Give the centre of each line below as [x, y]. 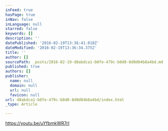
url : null [20, 90]
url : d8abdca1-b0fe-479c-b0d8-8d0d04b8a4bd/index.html [65, 100]
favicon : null [25, 95]
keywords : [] [19, 34]
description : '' [22, 39]
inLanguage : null [24, 24]
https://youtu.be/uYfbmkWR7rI [38, 123]
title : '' [16, 52]
